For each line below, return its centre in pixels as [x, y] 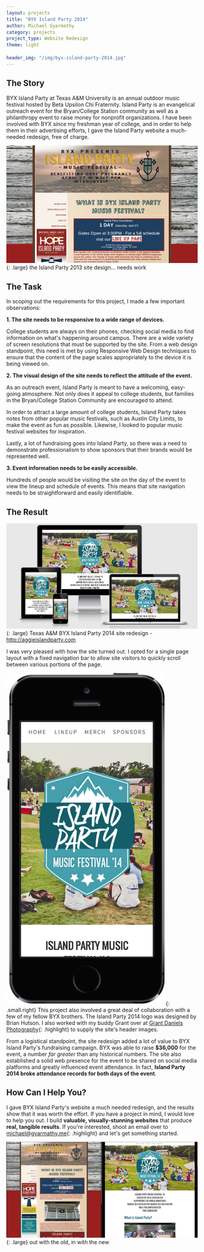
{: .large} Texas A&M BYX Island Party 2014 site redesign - [80, 633]
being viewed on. [28, 364]
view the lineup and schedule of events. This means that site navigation [96, 487]
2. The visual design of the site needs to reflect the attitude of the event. [99, 376]
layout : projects [28, 13]
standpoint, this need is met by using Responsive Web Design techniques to [101, 351]
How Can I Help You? [46, 1093]
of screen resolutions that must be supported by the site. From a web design [102, 345]
